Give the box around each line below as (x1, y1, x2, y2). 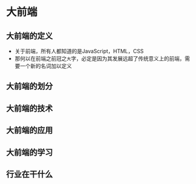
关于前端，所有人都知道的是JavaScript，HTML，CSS (14, 48, 144, 54)
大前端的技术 (6, 103, 53, 113)
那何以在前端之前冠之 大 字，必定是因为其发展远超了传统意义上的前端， (14, 55, 185, 62)
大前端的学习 (6, 147, 53, 157)
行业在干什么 (6, 169, 53, 179)
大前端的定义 (6, 31, 53, 41)
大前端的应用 (6, 125, 53, 135)
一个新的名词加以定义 (19, 63, 72, 69)
